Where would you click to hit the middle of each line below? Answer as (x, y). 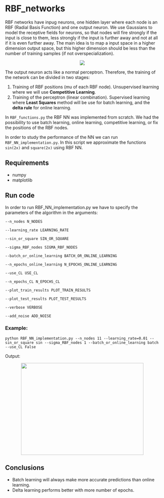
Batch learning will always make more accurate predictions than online (83, 479)
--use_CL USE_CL (22, 273)
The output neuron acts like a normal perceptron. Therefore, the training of (80, 72)
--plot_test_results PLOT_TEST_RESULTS (46, 299)
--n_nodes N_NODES (24, 221)
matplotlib (22, 180)
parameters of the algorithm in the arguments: (51, 212)
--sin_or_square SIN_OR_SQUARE (37, 238)
